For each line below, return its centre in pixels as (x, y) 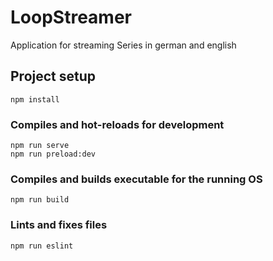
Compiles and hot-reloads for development (117, 124)
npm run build (40, 200)
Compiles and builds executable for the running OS (136, 179)
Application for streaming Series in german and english (123, 45)
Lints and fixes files (59, 225)
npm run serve (40, 146)
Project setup (53, 76)
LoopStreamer (71, 17)
